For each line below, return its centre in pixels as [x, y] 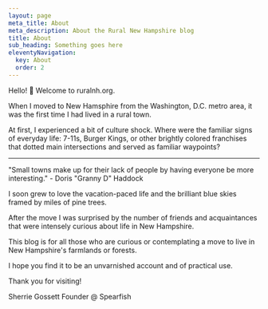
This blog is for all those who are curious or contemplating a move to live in [132, 241]
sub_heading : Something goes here [66, 46]
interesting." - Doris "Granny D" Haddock [76, 178]
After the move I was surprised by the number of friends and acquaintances [133, 217]
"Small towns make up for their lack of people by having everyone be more [131, 169]
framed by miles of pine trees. [58, 202]
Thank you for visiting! [45, 281]
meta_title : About [39, 23]
